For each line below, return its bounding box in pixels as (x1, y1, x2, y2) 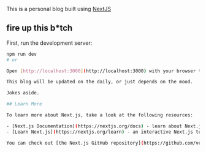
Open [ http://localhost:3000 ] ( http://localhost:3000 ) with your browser (6, 67, 196, 74)
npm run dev (6, 51, 37, 57)
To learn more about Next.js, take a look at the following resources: (6, 112, 193, 118)
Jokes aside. (6, 90, 40, 96)
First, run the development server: (6, 39, 93, 47)
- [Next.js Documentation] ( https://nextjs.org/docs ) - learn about (6, 123, 183, 129)
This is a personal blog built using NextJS (6, 6, 112, 12)
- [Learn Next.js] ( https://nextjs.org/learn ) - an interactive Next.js (6, 129, 193, 135)
